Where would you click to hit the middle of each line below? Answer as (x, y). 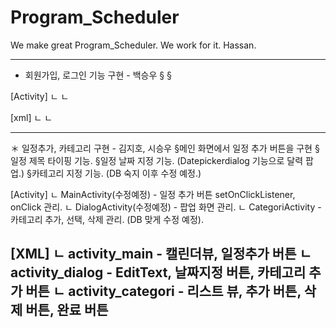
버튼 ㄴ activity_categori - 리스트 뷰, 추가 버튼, (163, 291)
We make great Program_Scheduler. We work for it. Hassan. (133, 45)
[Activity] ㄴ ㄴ (40, 96)
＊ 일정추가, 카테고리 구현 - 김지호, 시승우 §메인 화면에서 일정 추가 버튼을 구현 (161, 148)
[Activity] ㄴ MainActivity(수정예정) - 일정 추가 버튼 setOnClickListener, (153, 194)
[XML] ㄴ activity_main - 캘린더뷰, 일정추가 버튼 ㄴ (161, 254)
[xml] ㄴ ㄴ (31, 117)
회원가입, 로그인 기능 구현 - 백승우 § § (98, 75)
